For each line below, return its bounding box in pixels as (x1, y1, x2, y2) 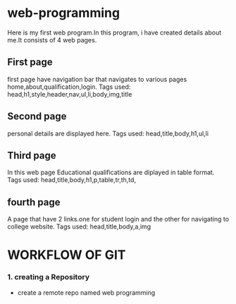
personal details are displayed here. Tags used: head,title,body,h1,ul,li (7, 129, 209, 138)
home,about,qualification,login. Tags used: (7, 83, 131, 91)
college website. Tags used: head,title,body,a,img (7, 222, 151, 231)
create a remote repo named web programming (17, 288, 156, 297)
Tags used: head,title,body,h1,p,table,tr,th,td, (7, 176, 136, 184)
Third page (7, 150, 56, 162)
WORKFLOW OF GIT (7, 247, 126, 263)
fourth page (7, 196, 61, 208)
